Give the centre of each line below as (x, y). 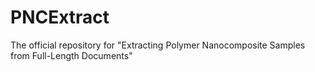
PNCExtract (60, 17)
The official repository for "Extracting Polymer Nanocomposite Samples (158, 45)
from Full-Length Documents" (71, 55)
